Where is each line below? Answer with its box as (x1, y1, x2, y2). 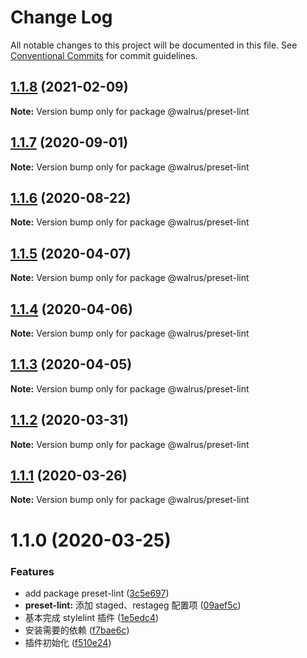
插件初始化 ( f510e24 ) (24, 636, 112, 648)
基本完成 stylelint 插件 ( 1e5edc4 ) (24, 611, 160, 623)
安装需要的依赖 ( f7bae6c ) (24, 624, 130, 636)
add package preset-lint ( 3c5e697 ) (24, 587, 170, 599)
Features (10, 564, 55, 578)
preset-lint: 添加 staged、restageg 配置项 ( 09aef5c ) (24, 599, 242, 611)
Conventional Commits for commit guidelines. (10, 49, 198, 61)
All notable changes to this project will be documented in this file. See (10, 39, 298, 51)
